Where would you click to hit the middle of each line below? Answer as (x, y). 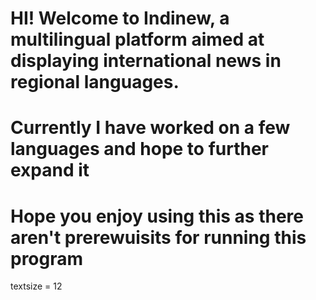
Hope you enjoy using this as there (157, 216)
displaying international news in (146, 61)
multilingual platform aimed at (137, 39)
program (47, 258)
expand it (50, 170)
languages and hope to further (140, 149)
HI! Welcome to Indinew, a (120, 18)
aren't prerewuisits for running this (158, 237)
